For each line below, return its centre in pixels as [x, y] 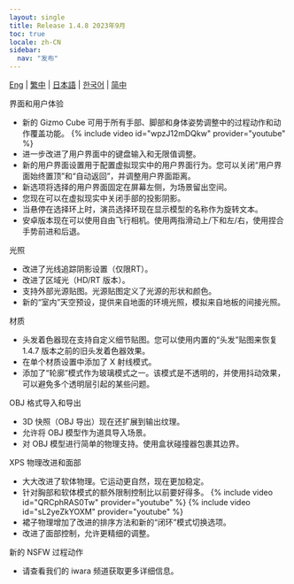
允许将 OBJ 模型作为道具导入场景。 [86, 433]
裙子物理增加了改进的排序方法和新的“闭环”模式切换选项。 [127, 522]
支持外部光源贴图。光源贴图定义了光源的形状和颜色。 [119, 291]
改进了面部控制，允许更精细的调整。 [88, 533]
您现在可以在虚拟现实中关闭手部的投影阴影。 [104, 198]
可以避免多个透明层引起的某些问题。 [88, 384]
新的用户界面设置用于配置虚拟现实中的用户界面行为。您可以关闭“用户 [148, 165]
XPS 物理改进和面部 [45, 462]
